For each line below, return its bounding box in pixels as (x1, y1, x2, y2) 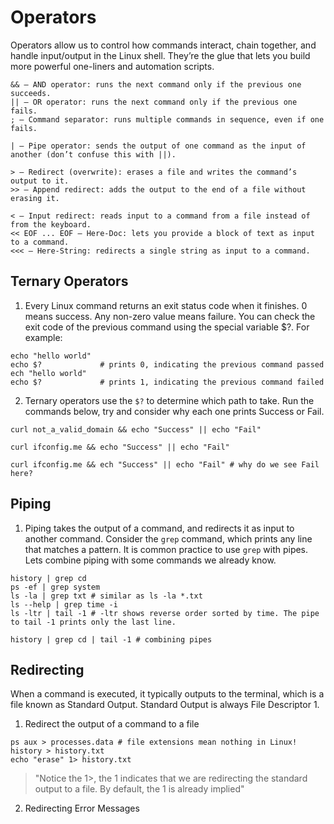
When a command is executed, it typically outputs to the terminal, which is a (10, 688, 325, 700)
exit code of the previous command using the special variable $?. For (24, 321, 310, 333)
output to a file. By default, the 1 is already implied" (34, 783, 245, 795)
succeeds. (10, 88, 52, 98)
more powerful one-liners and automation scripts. (10, 60, 215, 72)
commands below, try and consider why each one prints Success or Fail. (24, 405, 325, 417)
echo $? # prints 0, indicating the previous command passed (10, 359, 325, 370)
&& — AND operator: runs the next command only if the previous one (10, 79, 302, 90)
